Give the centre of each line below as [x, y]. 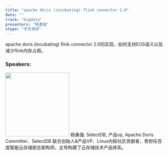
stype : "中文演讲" [23, 29]
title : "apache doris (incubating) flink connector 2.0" [67, 10]
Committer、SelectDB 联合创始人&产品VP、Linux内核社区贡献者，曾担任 [81, 141]
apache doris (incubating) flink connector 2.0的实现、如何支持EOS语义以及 [84, 45]
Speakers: [18, 64]
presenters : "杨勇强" [27, 24]
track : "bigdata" [24, 19]
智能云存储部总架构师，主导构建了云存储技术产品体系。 [68, 148]
